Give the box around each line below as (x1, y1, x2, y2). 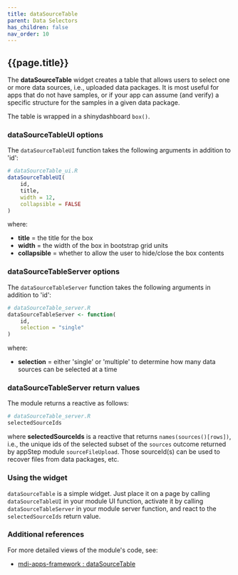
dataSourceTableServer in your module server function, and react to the (7, 504, 217, 513)
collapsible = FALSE (20, 200, 81, 207)
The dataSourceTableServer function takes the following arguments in (7, 283, 211, 291)
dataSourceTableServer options (7, 266, 120, 276)
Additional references (7, 529, 84, 539)
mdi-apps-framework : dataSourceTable (17, 559, 136, 568)
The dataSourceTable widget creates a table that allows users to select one (7, 76, 230, 84)
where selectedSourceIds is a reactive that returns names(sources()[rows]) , (7, 432, 232, 441)
